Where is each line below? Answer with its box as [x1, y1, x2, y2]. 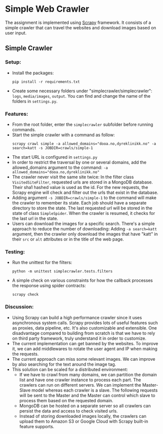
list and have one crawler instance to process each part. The [19, 377, 141, 383]
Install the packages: [12, 70, 54, 76]
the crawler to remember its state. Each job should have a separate [12, 200, 147, 206]
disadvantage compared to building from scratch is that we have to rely [12, 330, 156, 336]
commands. [12, 126, 36, 132]
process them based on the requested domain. [19, 397, 113, 403]
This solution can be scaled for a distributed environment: [12, 366, 128, 372]
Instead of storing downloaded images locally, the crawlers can [19, 413, 147, 419]
